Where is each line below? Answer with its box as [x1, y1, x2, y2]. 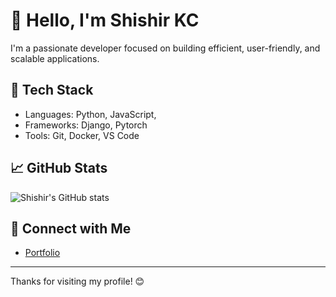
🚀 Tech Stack [10, 82, 94, 99]
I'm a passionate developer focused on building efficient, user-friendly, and [10, 42, 321, 54]
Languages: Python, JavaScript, [24, 108, 157, 120]
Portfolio [24, 247, 61, 259]
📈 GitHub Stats [10, 160, 108, 177]
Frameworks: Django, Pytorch [24, 119, 148, 131]
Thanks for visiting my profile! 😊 [10, 275, 145, 288]
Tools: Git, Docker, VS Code [24, 129, 140, 141]
